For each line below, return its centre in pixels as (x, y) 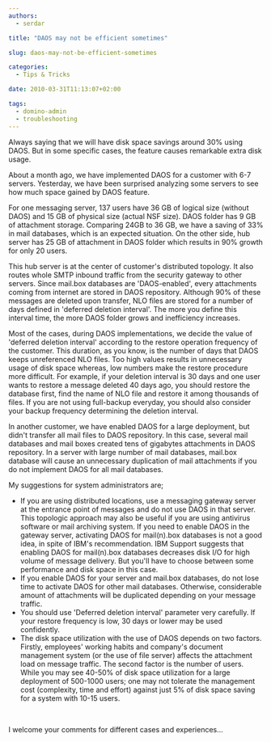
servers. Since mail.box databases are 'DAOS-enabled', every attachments (133, 283)
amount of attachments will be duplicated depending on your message (138, 595)
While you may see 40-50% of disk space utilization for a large (125, 672)
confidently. (40, 629)
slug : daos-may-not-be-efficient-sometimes (83, 53)
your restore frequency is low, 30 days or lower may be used (121, 621)
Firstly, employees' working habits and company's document (122, 647)
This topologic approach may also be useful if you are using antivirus (135, 517)
